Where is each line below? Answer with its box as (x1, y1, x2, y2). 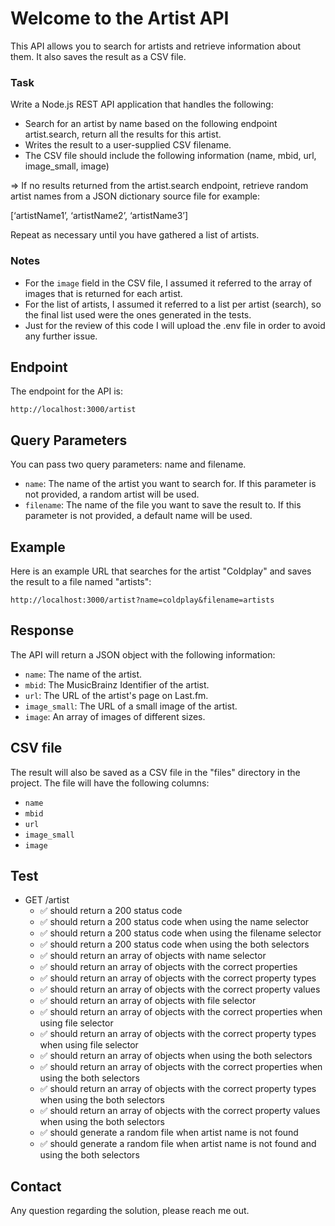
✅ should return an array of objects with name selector (39, 950, 267, 962)
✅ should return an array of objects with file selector (39, 995, 257, 1007)
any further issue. (24, 330, 98, 342)
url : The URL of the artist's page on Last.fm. (24, 689, 209, 701)
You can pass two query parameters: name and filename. (10, 458, 247, 471)
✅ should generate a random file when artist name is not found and (39, 1138, 317, 1150)
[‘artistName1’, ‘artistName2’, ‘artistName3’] (10, 210, 189, 222)
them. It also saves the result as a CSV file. (10, 50, 187, 62)
